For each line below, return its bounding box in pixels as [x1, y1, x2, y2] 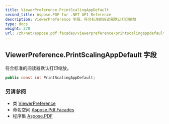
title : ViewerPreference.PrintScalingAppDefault [5, 7, 109, 13]
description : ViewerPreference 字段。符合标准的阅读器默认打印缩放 [5, 17, 137, 22]
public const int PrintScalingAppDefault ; [5, 75, 96, 80]
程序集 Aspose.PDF [12, 113, 53, 119]
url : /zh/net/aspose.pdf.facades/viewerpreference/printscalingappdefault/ [5, 31, 167, 36]
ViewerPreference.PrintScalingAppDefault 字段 [5, 51, 157, 59]
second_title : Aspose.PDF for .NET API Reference [5, 12, 112, 17]
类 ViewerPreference [12, 100, 56, 106]
